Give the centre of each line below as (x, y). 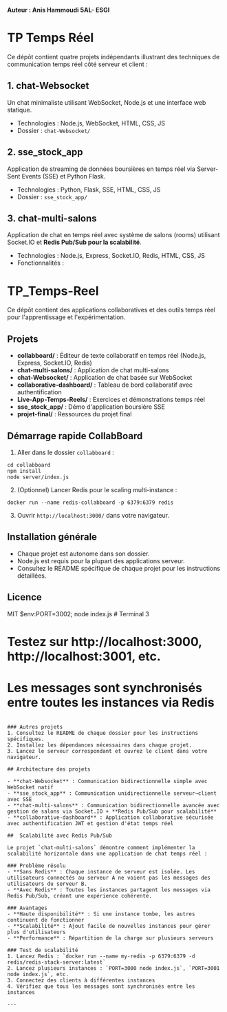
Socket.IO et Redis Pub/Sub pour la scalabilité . (75, 242)
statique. (20, 110)
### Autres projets (35, 727)
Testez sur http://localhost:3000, (105, 641)
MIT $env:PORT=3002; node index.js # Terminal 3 (78, 614)
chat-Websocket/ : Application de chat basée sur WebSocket (105, 378)
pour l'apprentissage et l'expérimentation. (66, 317)
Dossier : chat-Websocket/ (54, 130)
